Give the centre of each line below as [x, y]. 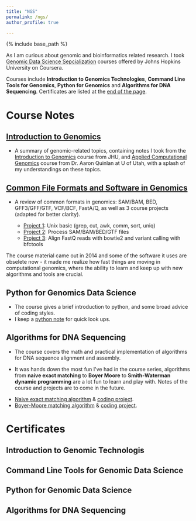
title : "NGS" [22, 11]
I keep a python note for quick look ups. [62, 319]
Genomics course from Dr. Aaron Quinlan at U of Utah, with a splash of [100, 163]
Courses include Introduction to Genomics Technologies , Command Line [96, 79]
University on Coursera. [35, 68]
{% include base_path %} [37, 44]
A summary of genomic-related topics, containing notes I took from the [100, 151]
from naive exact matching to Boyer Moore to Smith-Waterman [92, 375]
